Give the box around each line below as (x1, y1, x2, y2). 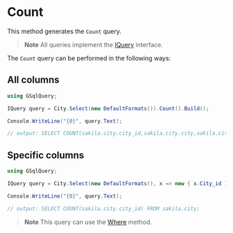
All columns (7, 74, 60, 86)
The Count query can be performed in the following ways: (7, 53, 171, 62)
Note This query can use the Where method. (24, 218, 153, 226)
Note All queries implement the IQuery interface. (24, 40, 163, 49)
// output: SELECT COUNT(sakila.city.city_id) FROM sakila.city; (7, 205, 200, 212)
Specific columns (7, 149, 85, 161)
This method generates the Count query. (7, 27, 121, 35)
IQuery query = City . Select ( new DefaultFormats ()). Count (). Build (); (7, 105, 209, 112)
